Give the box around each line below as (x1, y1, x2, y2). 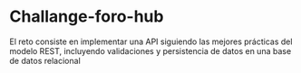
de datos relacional (9, 55, 82, 66)
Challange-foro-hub (9, 6, 164, 27)
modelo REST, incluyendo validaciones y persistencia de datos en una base (9, 45, 292, 56)
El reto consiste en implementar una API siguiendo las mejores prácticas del (9, 36, 293, 47)
